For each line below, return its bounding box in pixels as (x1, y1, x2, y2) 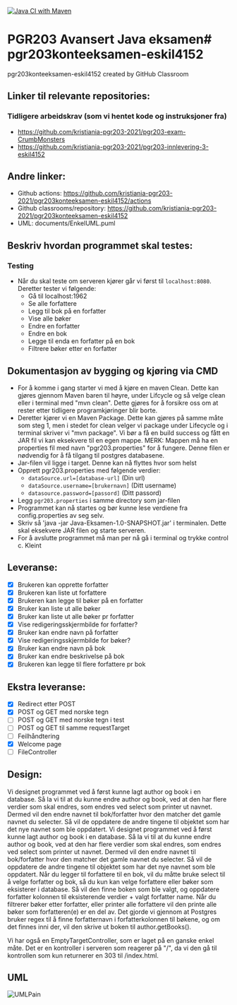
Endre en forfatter (28, 322, 80, 331)
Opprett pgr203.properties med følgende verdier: (17, 466, 161, 475)
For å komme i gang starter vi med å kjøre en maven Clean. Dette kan (17, 383, 219, 392)
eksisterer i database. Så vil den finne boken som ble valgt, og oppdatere (7, 885, 220, 893)
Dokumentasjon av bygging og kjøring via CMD (7, 364, 219, 377)
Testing (7, 261, 34, 270)
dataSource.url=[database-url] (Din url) (28, 473, 146, 482)
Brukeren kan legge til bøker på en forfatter (17, 596, 143, 605)
